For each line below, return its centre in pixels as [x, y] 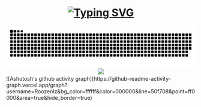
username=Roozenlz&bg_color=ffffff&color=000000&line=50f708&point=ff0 [101, 91]
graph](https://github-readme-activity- [123, 78]
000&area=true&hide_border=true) [49, 97]
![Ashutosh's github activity [40, 78]
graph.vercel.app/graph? [37, 85]
